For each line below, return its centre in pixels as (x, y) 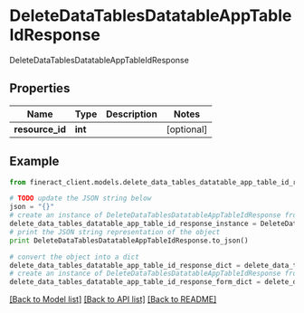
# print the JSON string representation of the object (115, 232)
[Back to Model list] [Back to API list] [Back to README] (113, 299)
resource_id (40, 129)
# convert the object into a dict (75, 257)
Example (34, 161)
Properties (40, 88)
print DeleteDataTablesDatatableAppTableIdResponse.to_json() (129, 241)
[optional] (187, 129)
